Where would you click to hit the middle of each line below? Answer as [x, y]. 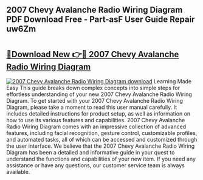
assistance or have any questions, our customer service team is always [96, 165]
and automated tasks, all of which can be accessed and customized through [102, 140]
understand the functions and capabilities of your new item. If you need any [101, 159]
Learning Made [173, 81]
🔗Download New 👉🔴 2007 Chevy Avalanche [93, 54]
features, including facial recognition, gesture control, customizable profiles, [102, 133]
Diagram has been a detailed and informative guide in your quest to [91, 152]
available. [18, 172]
